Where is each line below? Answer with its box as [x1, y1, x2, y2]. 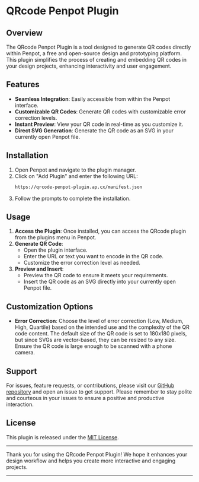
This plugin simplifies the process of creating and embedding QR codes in [6, 56, 187, 63]
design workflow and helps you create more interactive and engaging [6, 457, 176, 464]
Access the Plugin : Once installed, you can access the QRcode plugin [14, 227, 187, 235]
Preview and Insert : [14, 265, 64, 272]
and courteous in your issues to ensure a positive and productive [6, 394, 165, 401]
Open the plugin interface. [23, 246, 88, 253]
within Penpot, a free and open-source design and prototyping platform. [6, 50, 182, 57]
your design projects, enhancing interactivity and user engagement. [6, 62, 172, 69]
